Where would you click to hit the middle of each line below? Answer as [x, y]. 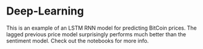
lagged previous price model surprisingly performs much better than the [96, 34]
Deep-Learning [45, 11]
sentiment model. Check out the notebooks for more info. [78, 41]
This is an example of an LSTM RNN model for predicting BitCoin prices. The [101, 28]
